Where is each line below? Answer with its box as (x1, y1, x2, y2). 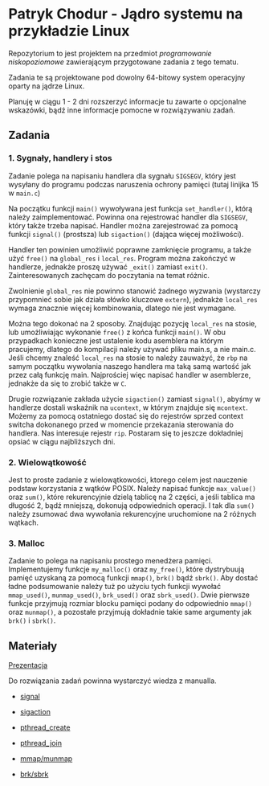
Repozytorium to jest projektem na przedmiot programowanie (8, 48, 212, 58)
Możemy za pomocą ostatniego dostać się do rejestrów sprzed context (8, 411, 243, 420)
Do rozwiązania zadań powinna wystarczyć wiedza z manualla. (8, 676, 217, 686)
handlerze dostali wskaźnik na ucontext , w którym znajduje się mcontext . (8, 403, 249, 412)
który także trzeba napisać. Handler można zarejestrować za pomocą (8, 220, 238, 230)
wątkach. (8, 518, 39, 527)
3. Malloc (8, 538, 46, 549)
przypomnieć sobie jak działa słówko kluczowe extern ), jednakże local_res (8, 294, 259, 304)
